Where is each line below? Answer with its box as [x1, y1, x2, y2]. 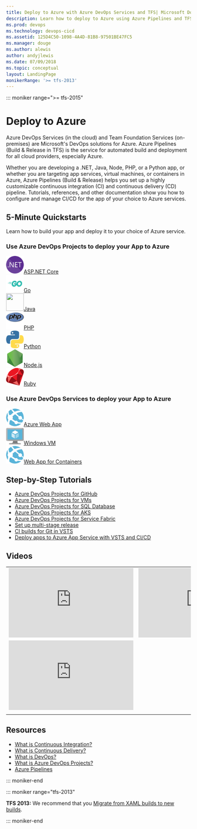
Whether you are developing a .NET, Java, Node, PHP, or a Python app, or [6, 164, 185, 171]
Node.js [23, 361, 43, 369]
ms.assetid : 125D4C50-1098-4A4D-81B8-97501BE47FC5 [6, 34, 133, 40]
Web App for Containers [23, 458, 82, 465]
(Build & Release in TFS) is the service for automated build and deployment [6, 146, 188, 153]
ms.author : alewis [6, 47, 51, 53]
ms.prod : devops [6, 22, 46, 28]
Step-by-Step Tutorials [6, 475, 92, 485]
